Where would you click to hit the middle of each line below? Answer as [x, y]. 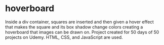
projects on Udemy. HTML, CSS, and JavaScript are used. [64, 37]
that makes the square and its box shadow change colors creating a [74, 27]
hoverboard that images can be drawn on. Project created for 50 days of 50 [82, 32]
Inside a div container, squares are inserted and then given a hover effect [80, 22]
